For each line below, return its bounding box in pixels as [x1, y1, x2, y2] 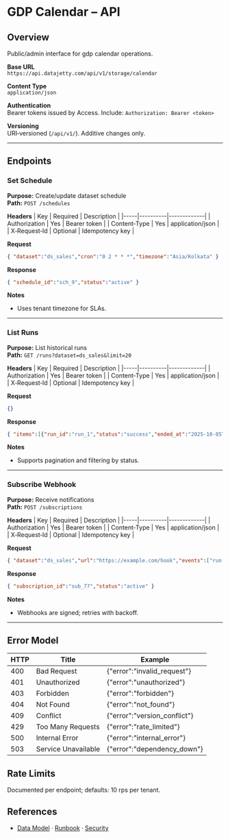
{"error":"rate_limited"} [106, 722, 180, 731]
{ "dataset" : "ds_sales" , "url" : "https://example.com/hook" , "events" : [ [7, 557, 210, 564]
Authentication [7, 101, 51, 110]
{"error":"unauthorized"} [106, 677, 186, 687]
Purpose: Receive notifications [7, 495, 94, 503]
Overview [7, 32, 50, 43]
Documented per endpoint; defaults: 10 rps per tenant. [7, 786, 161, 794]
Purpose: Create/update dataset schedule [7, 191, 127, 199]
